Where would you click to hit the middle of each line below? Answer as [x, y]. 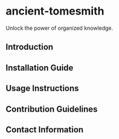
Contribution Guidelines [52, 109]
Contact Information [45, 130]
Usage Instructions [42, 88]
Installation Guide [40, 68]
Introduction [30, 47]
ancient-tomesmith [55, 11]
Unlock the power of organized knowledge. [59, 28]
